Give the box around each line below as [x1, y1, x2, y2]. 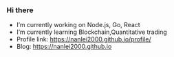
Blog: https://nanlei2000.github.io [16, 43, 112, 51]
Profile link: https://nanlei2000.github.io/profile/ [16, 35, 152, 43]
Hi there [6, 5, 34, 15]
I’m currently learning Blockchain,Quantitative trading [16, 28, 168, 36]
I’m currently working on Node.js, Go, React [16, 21, 140, 29]
